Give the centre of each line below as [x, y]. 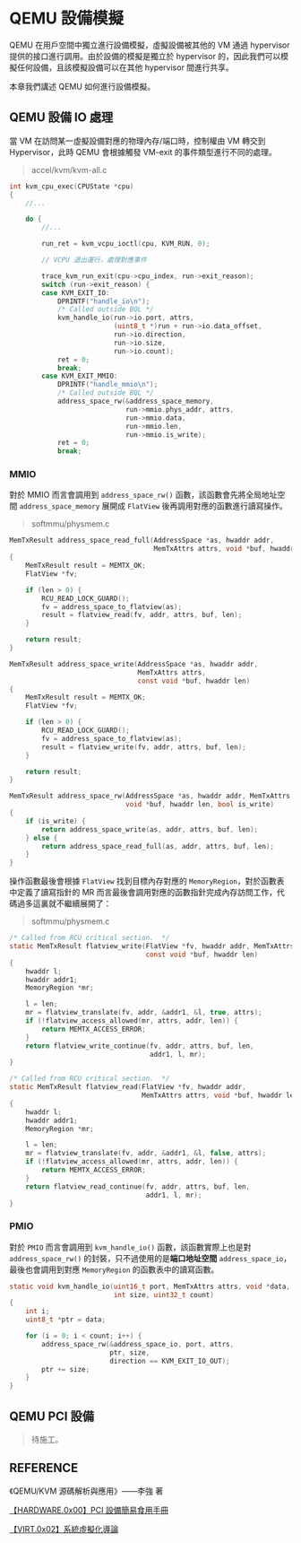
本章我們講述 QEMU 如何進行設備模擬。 [82, 86]
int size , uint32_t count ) [164, 1295]
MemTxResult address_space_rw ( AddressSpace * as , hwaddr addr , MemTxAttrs [150, 796]
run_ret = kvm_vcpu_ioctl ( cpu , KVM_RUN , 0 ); [126, 244]
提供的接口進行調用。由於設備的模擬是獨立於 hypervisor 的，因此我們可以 [145, 56]
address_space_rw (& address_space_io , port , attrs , [138, 1344]
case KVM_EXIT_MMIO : [80, 376]
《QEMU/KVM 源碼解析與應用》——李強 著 [86, 1491]
